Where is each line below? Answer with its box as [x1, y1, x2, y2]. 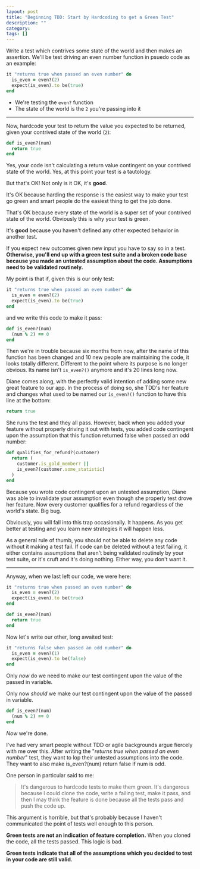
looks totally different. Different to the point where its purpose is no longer [6, 360, 188, 367]
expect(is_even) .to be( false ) [11, 656, 86, 662]
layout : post [6, 8, 39, 15]
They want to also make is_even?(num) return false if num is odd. [6, 760, 166, 767]
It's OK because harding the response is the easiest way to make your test [6, 191, 189, 198]
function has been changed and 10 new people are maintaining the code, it [6, 354, 189, 361]
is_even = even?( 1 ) [11, 650, 60, 657]
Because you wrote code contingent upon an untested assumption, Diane [6, 488, 186, 495]
